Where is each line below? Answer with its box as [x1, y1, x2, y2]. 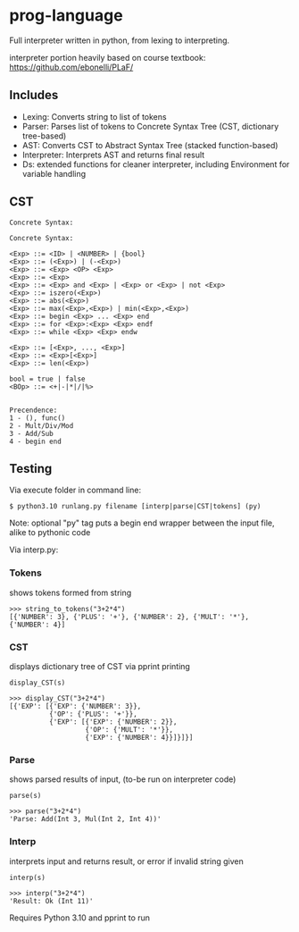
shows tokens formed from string [9, 587, 132, 598]
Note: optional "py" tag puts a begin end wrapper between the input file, [9, 517, 275, 528]
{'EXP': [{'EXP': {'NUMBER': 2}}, [48, 717, 178, 726]
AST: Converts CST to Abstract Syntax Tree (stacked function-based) [21, 139, 278, 150]
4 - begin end [9, 437, 62, 446]
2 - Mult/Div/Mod [9, 421, 74, 430]
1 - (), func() [9, 413, 66, 423]
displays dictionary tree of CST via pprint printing [9, 660, 190, 671]
